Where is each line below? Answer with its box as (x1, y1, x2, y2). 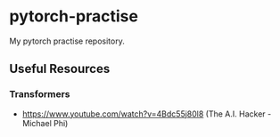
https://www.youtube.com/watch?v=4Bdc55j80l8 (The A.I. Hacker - (21, 109, 272, 119)
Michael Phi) (21, 117, 69, 128)
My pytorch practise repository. (9, 36, 125, 46)
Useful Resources (9, 61, 111, 77)
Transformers (9, 88, 70, 101)
